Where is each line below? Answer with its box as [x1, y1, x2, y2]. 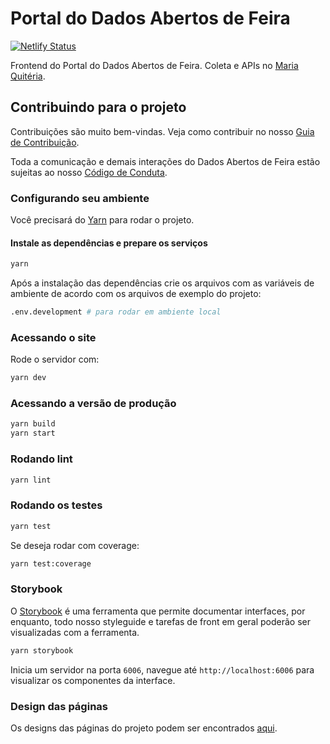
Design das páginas [10, 699, 108, 713]
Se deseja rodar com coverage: [10, 539, 140, 551]
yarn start [10, 428, 56, 439]
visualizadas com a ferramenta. [10, 626, 140, 638]
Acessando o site [10, 330, 97, 344]
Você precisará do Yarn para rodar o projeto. [10, 214, 195, 226]
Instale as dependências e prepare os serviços [10, 237, 208, 249]
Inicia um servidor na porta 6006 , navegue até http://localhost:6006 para [10, 663, 315, 676]
